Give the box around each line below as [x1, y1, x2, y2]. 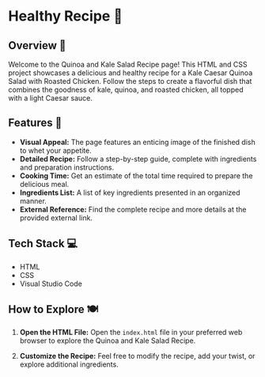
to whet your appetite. [19, 146, 93, 155]
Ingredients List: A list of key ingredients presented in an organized [19, 188, 240, 197]
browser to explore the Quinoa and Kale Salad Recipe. [19, 336, 196, 345]
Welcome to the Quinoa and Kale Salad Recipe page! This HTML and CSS [8, 59, 248, 69]
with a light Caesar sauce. [8, 93, 93, 102]
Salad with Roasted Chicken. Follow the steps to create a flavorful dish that [8, 77, 252, 86]
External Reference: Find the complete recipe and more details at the [19, 204, 247, 214]
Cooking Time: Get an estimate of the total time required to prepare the [19, 170, 253, 181]
